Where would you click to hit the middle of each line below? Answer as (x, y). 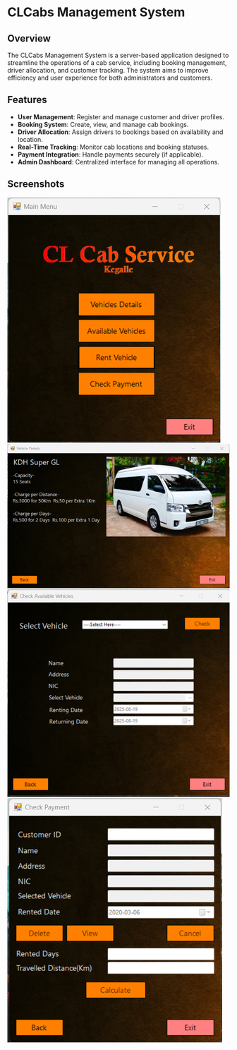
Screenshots (36, 184)
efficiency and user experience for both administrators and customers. (110, 78)
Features (27, 100)
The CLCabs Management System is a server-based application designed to (118, 55)
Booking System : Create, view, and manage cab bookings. (103, 124)
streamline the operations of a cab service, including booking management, (117, 63)
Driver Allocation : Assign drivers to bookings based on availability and (120, 132)
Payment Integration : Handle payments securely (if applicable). (110, 154)
